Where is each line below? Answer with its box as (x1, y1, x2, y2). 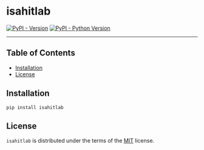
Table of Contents (6, 48, 76, 59)
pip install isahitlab (6, 104, 64, 110)
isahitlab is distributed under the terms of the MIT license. (6, 137, 155, 145)
